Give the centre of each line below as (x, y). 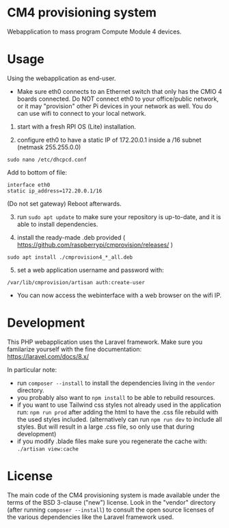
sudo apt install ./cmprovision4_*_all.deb (70, 257)
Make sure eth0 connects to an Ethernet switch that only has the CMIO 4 (119, 91)
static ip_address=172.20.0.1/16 (55, 191)
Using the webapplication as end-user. (62, 78)
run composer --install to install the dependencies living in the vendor (116, 383)
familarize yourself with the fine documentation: (75, 349)
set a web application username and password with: (90, 270)
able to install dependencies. (57, 224)
